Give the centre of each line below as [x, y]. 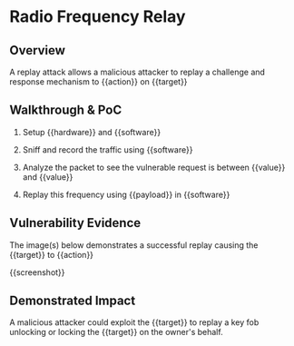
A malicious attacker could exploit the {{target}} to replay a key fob [134, 322]
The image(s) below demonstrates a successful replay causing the [134, 245]
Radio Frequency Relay [98, 17]
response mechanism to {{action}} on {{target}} [98, 82]
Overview [38, 50]
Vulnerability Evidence [75, 223]
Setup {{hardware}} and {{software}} [92, 132]
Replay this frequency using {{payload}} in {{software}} [126, 194]
